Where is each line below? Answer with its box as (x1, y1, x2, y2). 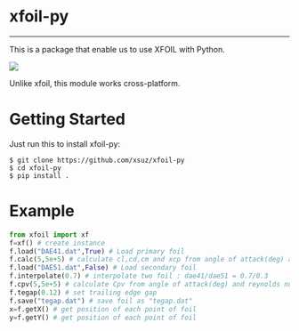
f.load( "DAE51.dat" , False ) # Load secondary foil (9, 263, 198, 272)
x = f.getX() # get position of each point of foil (9, 304, 198, 313)
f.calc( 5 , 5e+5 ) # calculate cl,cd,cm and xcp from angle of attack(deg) (9, 255, 285, 264)
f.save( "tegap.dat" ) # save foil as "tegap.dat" (9, 296, 193, 305)
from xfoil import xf (9, 230, 90, 239)
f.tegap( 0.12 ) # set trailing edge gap (9, 287, 158, 297)
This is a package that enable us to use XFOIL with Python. (9, 44, 225, 54)
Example (9, 201, 75, 222)
